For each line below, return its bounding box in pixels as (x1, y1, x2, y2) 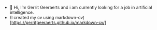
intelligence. (9, 10, 34, 15)
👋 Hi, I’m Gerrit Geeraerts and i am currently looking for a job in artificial (9, 5, 152, 10)
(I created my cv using (9, 15, 55, 20)
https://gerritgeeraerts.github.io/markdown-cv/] (11, 20, 106, 25)
